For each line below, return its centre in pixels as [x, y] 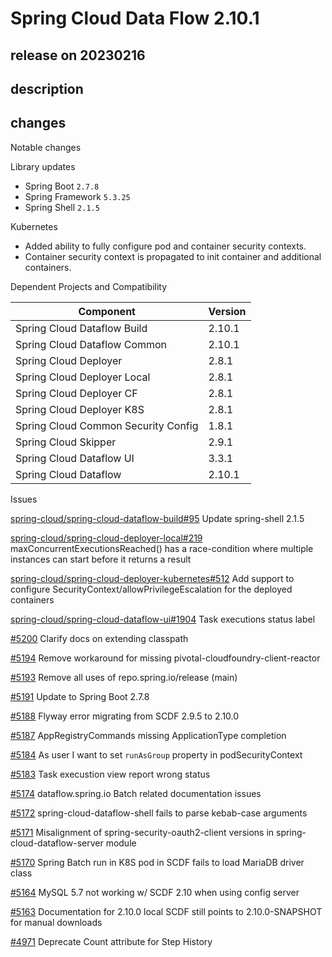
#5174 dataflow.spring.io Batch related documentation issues [136, 793]
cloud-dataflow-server [57, 843]
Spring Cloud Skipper [66, 442]
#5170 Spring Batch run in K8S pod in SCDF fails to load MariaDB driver [157, 862]
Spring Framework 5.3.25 [77, 196]
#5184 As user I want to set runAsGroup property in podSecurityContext [156, 754]
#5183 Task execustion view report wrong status [110, 774]
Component [107, 311]
